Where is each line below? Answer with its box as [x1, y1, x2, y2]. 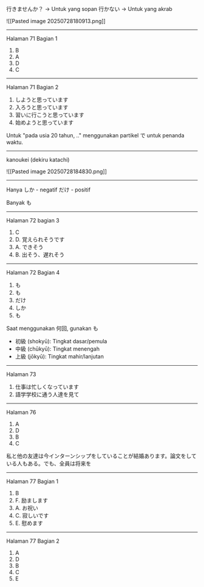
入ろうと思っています [15, 104, 69, 111]
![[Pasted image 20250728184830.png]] [6, 168, 107, 175]
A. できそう [15, 244, 44, 250]
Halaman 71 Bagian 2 [6, 84, 59, 91]
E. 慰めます [15, 520, 44, 527]
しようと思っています [15, 96, 69, 103]
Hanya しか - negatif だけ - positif [6, 186, 91, 193]
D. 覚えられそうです [15, 236, 65, 243]
